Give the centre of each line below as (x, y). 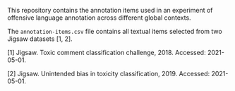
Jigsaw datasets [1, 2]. (40, 39)
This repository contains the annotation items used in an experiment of (110, 10)
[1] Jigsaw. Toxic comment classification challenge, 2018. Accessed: (107, 53)
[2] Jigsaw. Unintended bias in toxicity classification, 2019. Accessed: (109, 74)
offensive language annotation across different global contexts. (100, 18)
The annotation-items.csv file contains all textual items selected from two (115, 31)
